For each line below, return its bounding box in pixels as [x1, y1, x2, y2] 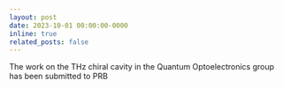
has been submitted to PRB [9, 71, 109, 82]
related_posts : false [9, 37, 89, 47]
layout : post [9, 12, 57, 22]
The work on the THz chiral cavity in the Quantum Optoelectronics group [9, 62, 275, 72]
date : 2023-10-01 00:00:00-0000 [9, 21, 128, 30]
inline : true [9, 29, 57, 38]
